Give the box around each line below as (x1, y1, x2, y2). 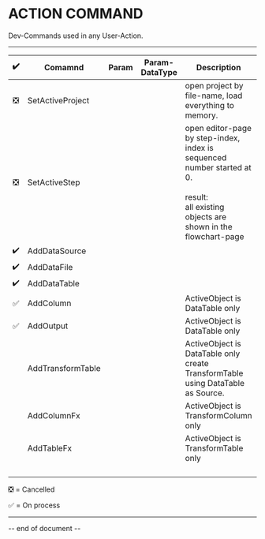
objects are (185, 211, 227, 222)
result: (185, 191, 209, 202)
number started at (185, 162, 252, 173)
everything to (185, 99, 235, 110)
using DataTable (185, 377, 244, 388)
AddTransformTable (27, 362, 101, 373)
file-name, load (185, 90, 243, 101)
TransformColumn (185, 410, 252, 421)
